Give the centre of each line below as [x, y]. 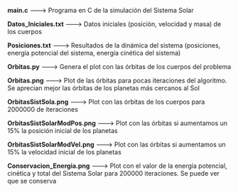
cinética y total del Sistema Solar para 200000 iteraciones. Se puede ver [114, 173]
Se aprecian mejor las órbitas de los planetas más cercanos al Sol [104, 88]
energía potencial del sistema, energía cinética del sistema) [94, 53]
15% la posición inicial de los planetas [63, 130]
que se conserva [32, 181]
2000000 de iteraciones [43, 109]
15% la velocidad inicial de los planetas [65, 152]
